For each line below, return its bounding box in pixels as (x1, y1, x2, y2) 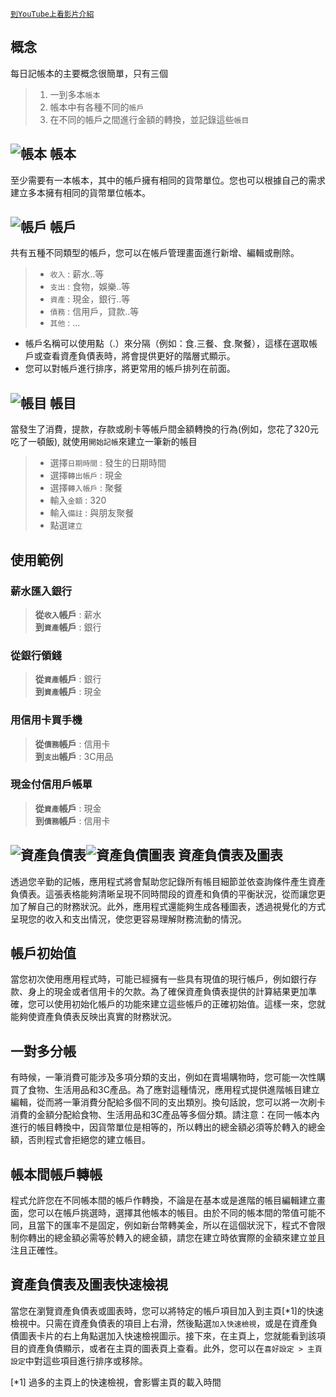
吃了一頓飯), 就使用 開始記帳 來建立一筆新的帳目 (10, 436, 198, 448)
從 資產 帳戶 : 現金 (34, 802, 102, 814)
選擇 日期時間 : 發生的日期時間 (49, 457, 167, 469)
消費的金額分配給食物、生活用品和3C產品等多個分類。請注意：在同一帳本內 (10, 1109, 320, 1121)
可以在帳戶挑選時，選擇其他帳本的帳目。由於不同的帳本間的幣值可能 (36, 1207, 317, 1219)
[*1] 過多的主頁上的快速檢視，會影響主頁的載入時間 (10, 1376, 222, 1388)
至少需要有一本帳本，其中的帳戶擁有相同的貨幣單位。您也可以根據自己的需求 (10, 174, 326, 186)
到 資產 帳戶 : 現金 (34, 686, 102, 698)
